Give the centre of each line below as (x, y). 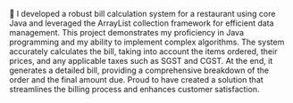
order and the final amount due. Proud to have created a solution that (136, 79)
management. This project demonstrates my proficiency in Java (126, 32)
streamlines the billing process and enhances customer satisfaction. (134, 89)
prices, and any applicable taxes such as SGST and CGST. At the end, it (141, 61)
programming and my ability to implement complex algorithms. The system (147, 42)
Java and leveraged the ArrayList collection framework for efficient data (142, 23)
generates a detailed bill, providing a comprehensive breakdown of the (139, 70)
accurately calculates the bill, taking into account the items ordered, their (143, 51)
